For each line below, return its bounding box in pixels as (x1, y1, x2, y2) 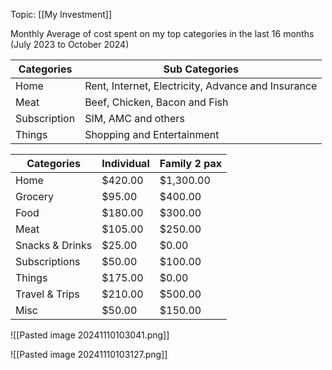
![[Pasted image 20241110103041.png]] (10, 329, 170, 341)
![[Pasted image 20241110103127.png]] (10, 349, 168, 360)
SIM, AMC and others (84, 112, 185, 125)
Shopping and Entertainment (84, 128, 220, 141)
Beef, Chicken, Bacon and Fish (84, 95, 229, 109)
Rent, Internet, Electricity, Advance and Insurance (84, 79, 318, 93)
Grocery (15, 190, 55, 203)
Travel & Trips (15, 287, 80, 301)
